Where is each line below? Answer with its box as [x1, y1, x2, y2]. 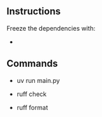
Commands [6, 58, 59, 70]
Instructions [6, 6, 61, 17]
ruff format [16, 103, 48, 111]
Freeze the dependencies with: [6, 24, 96, 32]
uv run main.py [16, 76, 60, 84]
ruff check [16, 90, 47, 98]
